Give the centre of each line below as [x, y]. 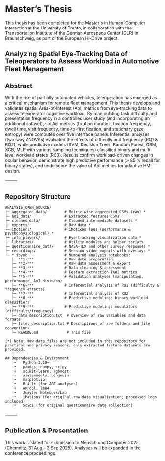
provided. [15, 349]
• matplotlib [29, 379]
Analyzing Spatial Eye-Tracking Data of [66, 54]
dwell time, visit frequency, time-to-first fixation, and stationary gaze [74, 129]
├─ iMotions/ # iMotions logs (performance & [68, 229]
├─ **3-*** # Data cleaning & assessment [69, 268]
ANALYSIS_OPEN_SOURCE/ [28, 207]
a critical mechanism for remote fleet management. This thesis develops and [82, 103]
